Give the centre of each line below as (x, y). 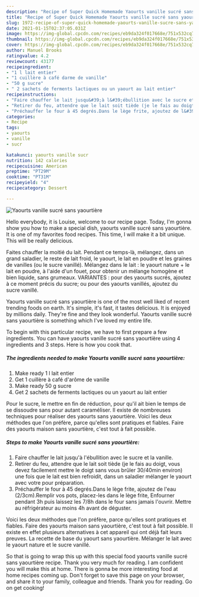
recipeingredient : (29, 67)
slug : (13, 23)
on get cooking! (25, 587)
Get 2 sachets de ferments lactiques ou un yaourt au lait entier (91, 392)
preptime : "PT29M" (29, 172)
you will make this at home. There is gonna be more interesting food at (92, 568)
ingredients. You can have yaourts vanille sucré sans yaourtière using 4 (93, 338)
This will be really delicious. (40, 241)
